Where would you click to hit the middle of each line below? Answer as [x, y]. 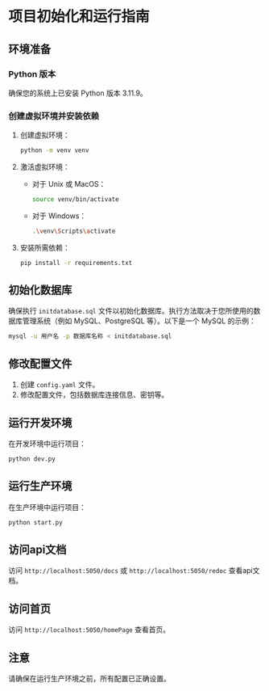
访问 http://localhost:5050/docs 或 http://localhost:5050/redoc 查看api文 [134, 571]
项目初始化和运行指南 [79, 17]
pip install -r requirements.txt [76, 263]
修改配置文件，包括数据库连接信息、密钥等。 [94, 395]
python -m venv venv [54, 150]
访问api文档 [37, 549]
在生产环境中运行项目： [47, 507]
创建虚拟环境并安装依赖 [54, 116]
